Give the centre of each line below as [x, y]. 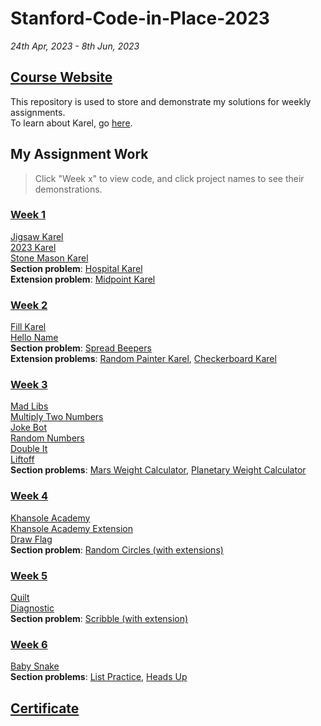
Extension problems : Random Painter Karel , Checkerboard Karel [143, 359]
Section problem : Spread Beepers [81, 348]
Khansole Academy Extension [71, 528]
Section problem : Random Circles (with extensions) [117, 549]
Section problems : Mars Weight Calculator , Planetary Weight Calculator [158, 470]
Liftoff [22, 459]
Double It [29, 449]
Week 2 [29, 305]
